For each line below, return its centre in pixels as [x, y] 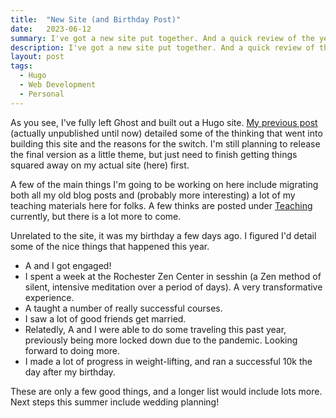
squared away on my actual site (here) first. [100, 165]
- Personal [42, 94]
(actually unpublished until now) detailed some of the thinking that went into [166, 133]
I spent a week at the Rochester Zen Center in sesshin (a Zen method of [173, 276]
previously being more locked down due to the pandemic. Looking [161, 340]
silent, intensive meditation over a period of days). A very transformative [173, 287]
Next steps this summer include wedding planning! [115, 402]
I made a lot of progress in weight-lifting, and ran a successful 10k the [168, 361]
